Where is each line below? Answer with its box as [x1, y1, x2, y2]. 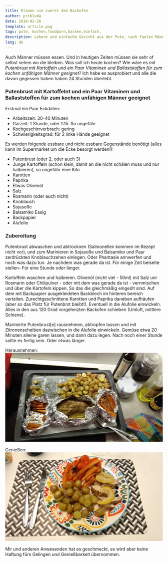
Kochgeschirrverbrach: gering [12, 126, 75, 132]
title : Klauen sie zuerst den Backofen [5, 8, 88, 13]
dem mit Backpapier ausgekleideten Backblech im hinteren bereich [5, 291, 143, 297]
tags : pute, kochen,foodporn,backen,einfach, [5, 29, 101, 35]
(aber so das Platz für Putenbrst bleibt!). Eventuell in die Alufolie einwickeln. [5, 301, 161, 308]
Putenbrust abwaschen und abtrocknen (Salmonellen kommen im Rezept [5, 243, 155, 250]
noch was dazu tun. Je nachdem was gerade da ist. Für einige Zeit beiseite [5, 259, 160, 265]
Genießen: [5, 446, 26, 453]
